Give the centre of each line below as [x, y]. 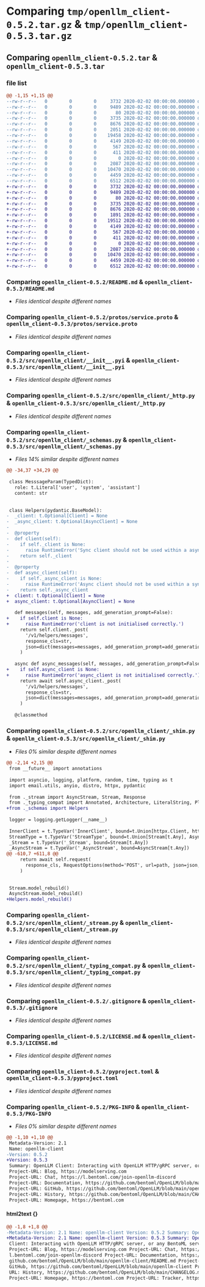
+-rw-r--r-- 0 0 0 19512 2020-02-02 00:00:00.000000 [101, 221]
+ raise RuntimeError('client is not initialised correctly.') [95, 624]
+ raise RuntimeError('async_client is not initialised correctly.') [103, 675]
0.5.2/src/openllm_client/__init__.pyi [66, 360]
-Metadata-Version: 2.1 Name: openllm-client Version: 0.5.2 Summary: [98, 1233]
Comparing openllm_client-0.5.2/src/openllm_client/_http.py [101, 395]
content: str [31, 493]
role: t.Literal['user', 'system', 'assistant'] [77, 488]
